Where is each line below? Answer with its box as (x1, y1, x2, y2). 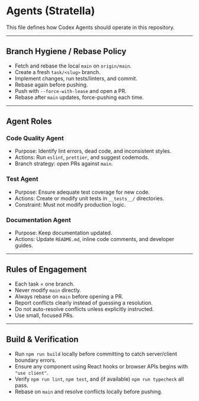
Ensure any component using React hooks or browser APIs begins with (14, 362, 188, 370)
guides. (14, 242, 34, 249)
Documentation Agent (6, 216, 71, 224)
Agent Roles (6, 117, 52, 127)
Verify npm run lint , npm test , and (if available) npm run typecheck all (14, 375, 184, 383)
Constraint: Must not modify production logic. (14, 201, 126, 208)
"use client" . (14, 369, 49, 376)
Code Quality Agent (6, 134, 64, 143)
